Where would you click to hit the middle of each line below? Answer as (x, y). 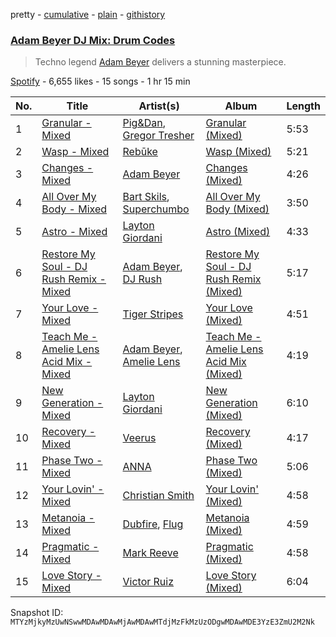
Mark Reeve (150, 553)
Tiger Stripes (153, 314)
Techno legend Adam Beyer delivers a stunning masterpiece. (160, 62)
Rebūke (140, 152)
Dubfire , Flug (153, 524)
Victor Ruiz (148, 582)
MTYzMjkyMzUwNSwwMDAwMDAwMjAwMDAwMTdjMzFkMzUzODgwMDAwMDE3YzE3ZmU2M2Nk (162, 622)
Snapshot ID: (37, 613)
